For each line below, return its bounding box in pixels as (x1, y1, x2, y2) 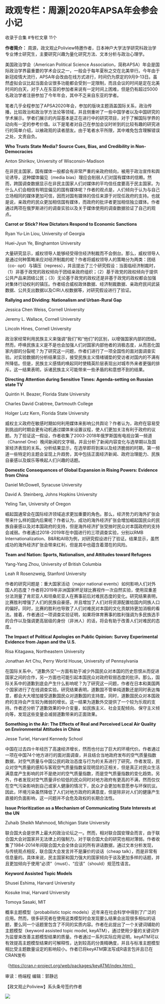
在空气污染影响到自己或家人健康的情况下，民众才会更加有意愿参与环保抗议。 (5, 783, 160, 789)
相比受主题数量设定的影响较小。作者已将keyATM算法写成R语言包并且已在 (5, 946, 153, 952)
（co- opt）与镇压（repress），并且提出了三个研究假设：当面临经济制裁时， (5, 262, 158, 269)
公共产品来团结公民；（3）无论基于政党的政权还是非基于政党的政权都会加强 (5, 274, 156, 281)
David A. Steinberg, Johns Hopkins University (5, 491, 97, 497)
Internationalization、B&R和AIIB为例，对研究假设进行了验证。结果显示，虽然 (5, 535, 160, 542)
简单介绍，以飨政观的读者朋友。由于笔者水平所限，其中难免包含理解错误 (13, 127, 160, 133)
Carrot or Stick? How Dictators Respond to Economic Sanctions (5, 221, 137, 227)
